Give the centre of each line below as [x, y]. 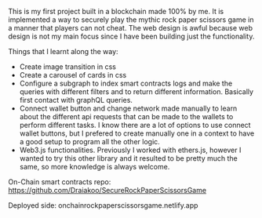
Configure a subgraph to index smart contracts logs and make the [126, 83]
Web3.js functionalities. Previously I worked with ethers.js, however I [130, 150]
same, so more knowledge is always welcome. [95, 167]
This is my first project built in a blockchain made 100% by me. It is [116, 11]
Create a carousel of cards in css [73, 75]
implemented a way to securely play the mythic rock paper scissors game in [131, 20]
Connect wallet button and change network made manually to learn [128, 108]
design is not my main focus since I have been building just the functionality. [131, 36]
